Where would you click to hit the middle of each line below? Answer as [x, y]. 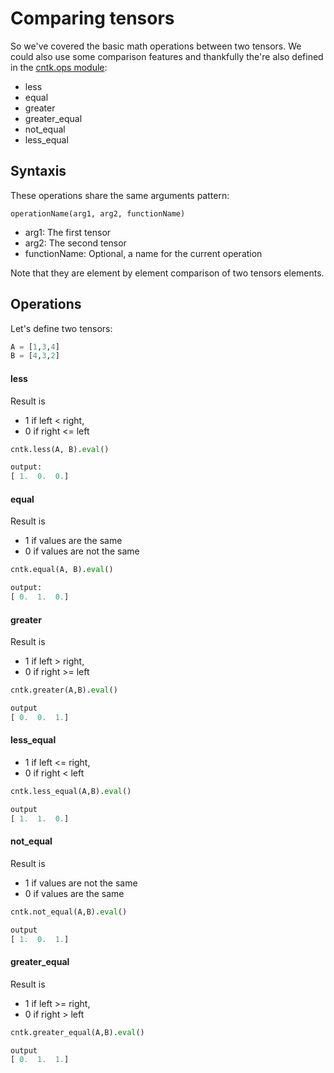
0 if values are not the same [82, 551]
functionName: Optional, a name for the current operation [143, 253]
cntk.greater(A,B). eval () [64, 690]
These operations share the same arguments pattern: [120, 195]
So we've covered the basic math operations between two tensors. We [156, 46]
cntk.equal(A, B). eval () [62, 570]
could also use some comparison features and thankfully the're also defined [167, 56]
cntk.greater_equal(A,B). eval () [77, 1032]
